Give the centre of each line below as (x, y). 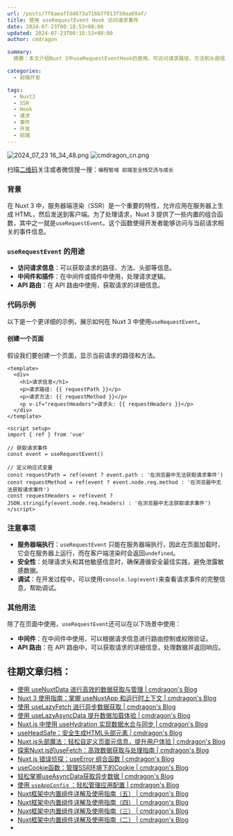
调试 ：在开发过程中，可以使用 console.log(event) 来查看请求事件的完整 (118, 579)
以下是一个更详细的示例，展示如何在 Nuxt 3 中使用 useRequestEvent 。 (106, 321)
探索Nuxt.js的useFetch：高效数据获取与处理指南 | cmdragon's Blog (113, 751)
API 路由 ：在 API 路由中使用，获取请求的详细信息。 (90, 285)
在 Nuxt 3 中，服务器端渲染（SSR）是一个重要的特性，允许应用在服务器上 (112, 205)
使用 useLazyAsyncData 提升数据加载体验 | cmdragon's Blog (104, 716)
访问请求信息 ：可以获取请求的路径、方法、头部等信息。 (96, 268)
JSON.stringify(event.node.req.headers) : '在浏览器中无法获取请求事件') (109, 503)
